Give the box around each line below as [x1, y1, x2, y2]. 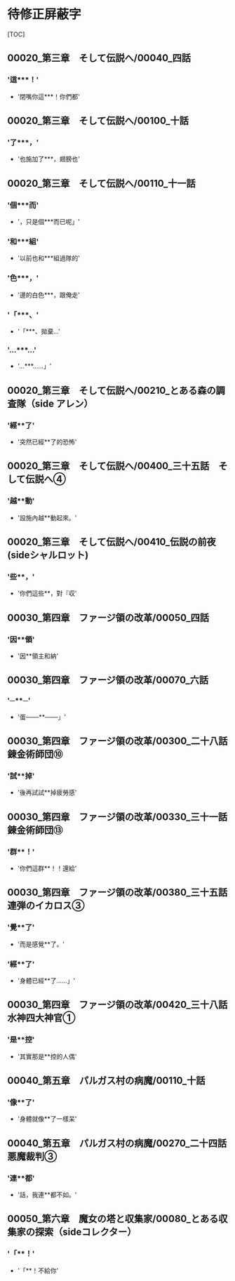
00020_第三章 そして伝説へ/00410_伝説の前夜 [7, 536, 216, 547]
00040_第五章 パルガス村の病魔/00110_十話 [7, 1075, 206, 1087]
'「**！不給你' [17, 1266, 59, 1275]
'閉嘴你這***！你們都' [17, 92, 81, 100]
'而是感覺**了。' [17, 940, 65, 948]
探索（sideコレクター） [34, 1226, 137, 1238]
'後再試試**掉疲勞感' [17, 788, 77, 797]
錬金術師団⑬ [7, 824, 63, 836]
